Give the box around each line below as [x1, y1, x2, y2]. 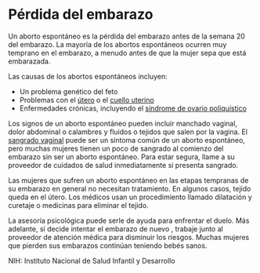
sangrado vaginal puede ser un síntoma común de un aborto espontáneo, [8, 135, 245, 144]
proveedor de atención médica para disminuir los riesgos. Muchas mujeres [8, 232, 250, 242]
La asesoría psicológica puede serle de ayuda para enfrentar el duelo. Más [8, 216, 250, 225]
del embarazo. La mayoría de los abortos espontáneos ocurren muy [8, 39, 227, 49]
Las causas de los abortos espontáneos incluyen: [8, 71, 168, 81]
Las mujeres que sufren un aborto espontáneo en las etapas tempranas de [8, 175, 249, 185]
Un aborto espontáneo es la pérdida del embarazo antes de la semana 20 [8, 31, 245, 41]
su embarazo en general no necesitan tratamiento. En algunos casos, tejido [8, 184, 251, 193]
